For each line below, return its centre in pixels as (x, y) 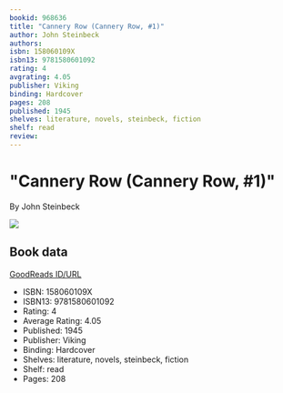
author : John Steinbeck (55, 35)
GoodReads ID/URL (45, 274)
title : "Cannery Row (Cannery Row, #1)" (87, 26)
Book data (39, 252)
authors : (26, 43)
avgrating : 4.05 (40, 77)
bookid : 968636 (38, 18)
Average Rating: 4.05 (62, 320)
